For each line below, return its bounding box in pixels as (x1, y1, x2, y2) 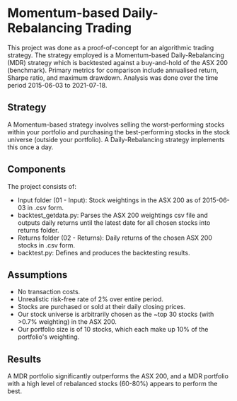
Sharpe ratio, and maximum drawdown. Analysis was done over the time (7, 73, 219, 82)
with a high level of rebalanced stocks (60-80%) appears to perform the (7, 380, 218, 388)
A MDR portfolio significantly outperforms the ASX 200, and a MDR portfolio (7, 372, 229, 380)
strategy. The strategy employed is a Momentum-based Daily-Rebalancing (7, 51, 225, 59)
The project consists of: (7, 182, 76, 190)
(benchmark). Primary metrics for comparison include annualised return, (7, 66, 219, 74)
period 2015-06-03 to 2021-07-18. (7, 81, 108, 89)
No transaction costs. (17, 288, 81, 296)
